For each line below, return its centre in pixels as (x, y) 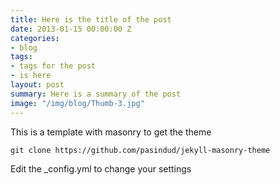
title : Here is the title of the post (91, 19)
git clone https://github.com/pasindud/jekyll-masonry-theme (140, 150)
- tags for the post (53, 66)
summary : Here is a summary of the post (96, 94)
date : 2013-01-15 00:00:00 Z (71, 29)
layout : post (37, 85)
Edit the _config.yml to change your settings (101, 168)
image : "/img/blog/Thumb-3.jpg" (77, 103)
